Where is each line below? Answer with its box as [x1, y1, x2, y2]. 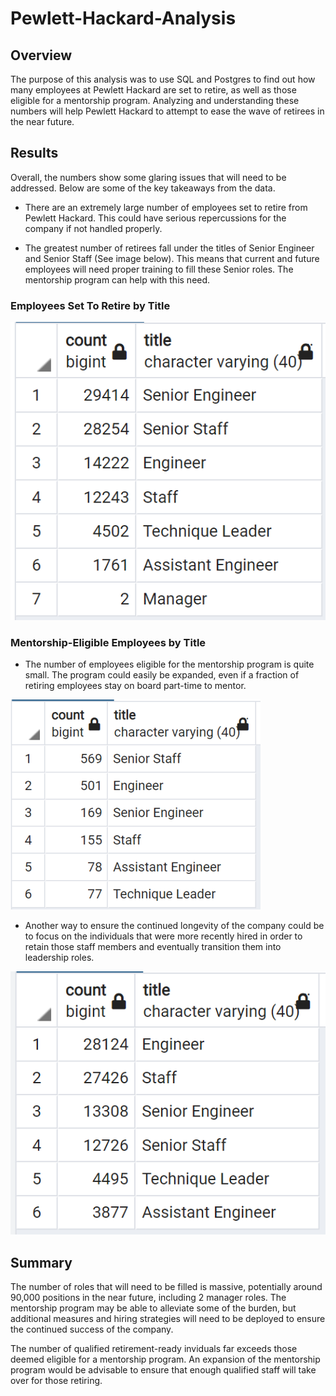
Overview [10, 47, 73, 64]
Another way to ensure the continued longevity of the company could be [24, 920, 325, 932]
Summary [10, 1254, 73, 1271]
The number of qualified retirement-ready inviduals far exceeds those [10, 1342, 298, 1354]
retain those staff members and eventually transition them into [24, 941, 282, 953]
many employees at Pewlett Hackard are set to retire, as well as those [10, 84, 297, 96]
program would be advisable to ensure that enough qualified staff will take [10, 1363, 317, 1376]
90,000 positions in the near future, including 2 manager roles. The [10, 1291, 287, 1303]
